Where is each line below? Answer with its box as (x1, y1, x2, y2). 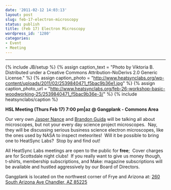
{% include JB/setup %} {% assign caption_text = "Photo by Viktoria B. (5, 64, 154, 70)
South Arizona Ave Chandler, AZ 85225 (5, 179, 88, 185)
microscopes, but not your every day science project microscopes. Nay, (5, 121, 158, 128)
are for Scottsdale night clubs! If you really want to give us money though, (5, 153, 161, 159)
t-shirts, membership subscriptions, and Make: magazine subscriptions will (5, 158, 163, 164)
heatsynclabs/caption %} (5, 96, 59, 102)
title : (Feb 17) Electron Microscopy (5, 26, 85, 31)
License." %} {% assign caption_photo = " (5, 75, 94, 81)
